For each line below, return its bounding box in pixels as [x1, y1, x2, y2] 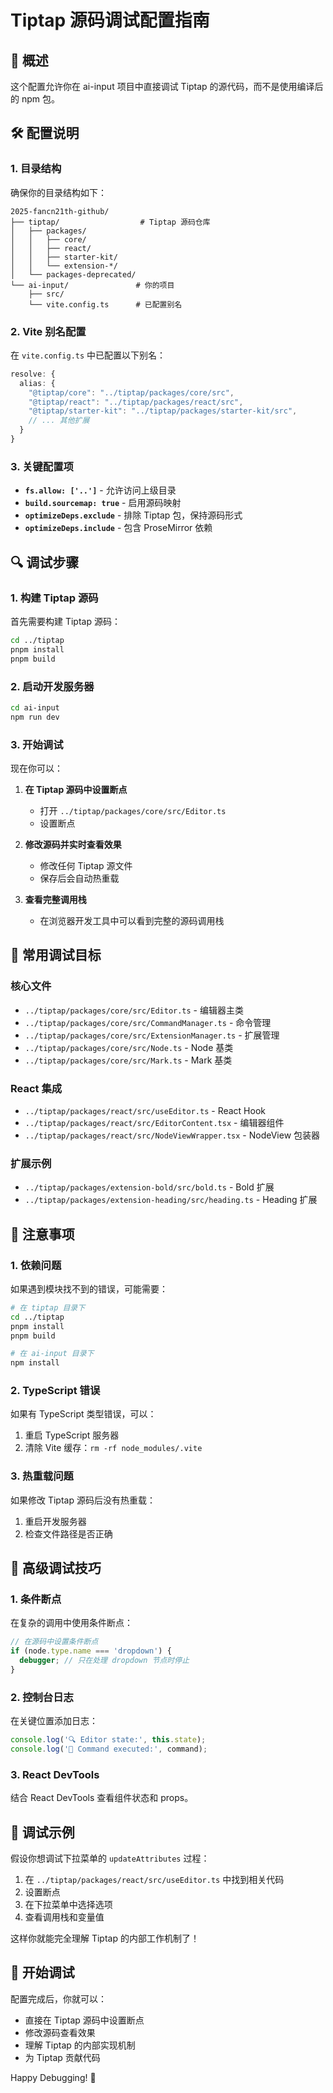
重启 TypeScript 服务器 [24, 1429, 120, 1441]
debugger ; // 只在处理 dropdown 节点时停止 [19, 1656, 190, 1666]
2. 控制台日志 [10, 1690, 74, 1704]
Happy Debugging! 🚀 [10, 2071, 97, 2083]
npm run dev [10, 712, 60, 722]
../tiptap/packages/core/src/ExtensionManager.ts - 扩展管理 [24, 1029, 280, 1041]
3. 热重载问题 [10, 1469, 74, 1483]
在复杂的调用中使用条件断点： [10, 1617, 133, 1629]
